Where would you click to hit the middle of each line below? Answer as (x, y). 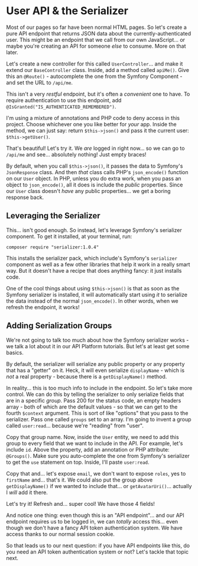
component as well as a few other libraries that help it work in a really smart (98, 264)
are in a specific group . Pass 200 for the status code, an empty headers (94, 400)
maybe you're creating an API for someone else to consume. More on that (96, 46)
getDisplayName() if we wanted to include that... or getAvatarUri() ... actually (99, 486)
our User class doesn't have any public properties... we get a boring (88, 191)
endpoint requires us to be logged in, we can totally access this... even (92, 521)
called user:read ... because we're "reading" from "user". (75, 426)
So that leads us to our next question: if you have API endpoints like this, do (98, 545)
